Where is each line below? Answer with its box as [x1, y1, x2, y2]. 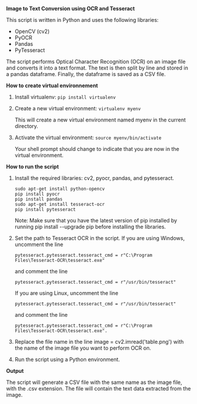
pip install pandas [14, 196, 63, 202]
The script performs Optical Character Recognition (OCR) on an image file [6, 58, 186, 65]
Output [6, 367, 24, 374]
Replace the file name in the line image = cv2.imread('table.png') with [14, 339, 184, 345]
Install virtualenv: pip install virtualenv [14, 94, 116, 100]
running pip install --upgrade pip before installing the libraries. [14, 224, 166, 230]
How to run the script [6, 163, 59, 170]
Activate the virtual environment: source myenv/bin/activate [14, 134, 162, 141]
